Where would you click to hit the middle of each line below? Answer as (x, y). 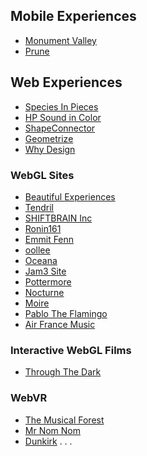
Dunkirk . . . (48, 441)
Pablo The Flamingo (66, 313)
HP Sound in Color (63, 117)
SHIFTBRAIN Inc (58, 218)
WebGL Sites (42, 175)
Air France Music (60, 324)
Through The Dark (63, 372)
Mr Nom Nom (53, 430)
